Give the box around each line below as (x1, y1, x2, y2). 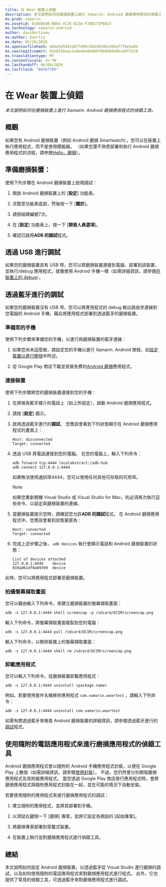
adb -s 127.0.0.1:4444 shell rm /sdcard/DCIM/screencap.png (5, 649, 132, 654)
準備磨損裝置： (5, 165, 51, 174)
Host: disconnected (12, 437, 53, 442)
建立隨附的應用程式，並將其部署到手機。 (12, 803, 95, 809)
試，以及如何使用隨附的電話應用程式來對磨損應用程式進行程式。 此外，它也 (5, 871, 158, 876)
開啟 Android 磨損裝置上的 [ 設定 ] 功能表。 (12, 190, 97, 196)
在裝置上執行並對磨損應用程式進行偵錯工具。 (12, 835, 104, 840)
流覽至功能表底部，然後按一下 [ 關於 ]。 (12, 200, 90, 206)
